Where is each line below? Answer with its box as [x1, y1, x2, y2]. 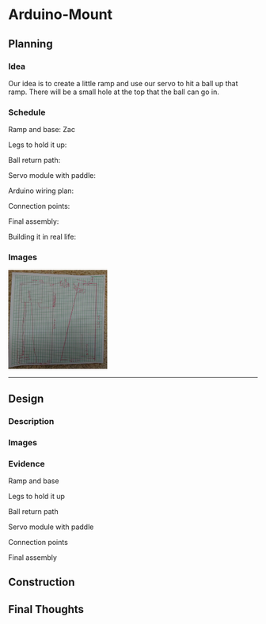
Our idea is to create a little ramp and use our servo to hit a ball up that [8, 78, 239, 88]
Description [8, 415, 55, 426]
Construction [8, 576, 75, 589]
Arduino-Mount [8, 6, 113, 24]
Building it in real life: [8, 232, 77, 242]
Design [8, 391, 44, 405]
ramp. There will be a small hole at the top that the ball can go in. [8, 87, 219, 96]
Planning [8, 37, 53, 51]
